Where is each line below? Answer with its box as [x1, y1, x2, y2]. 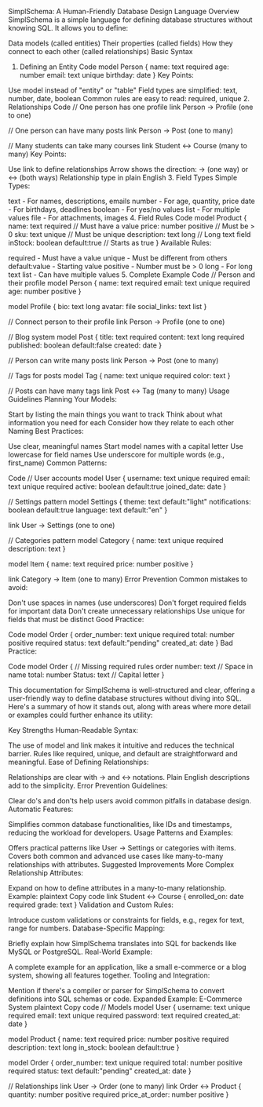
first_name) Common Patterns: [8, 458, 108, 468]
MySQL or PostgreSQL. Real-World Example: [8, 947, 153, 956]
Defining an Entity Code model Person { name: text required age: [19, 62, 229, 71]
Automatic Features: [8, 804, 74, 814]
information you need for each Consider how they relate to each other [8, 418, 234, 427]
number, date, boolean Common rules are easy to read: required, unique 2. [8, 94, 250, 103]
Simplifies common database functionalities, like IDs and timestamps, [8, 820, 232, 828]
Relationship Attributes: [8, 868, 84, 877]
